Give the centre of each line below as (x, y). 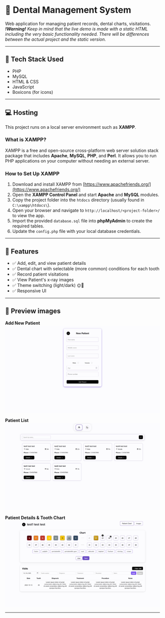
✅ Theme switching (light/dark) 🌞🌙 (48, 285)
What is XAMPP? (26, 140)
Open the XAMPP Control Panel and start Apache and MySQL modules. (86, 195)
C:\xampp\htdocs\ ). (31, 205)
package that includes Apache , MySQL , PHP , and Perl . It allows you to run (81, 155)
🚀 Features (22, 251)
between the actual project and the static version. (56, 39)
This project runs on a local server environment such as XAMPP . (71, 127)
